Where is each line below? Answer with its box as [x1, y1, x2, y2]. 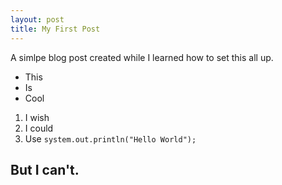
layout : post [10, 14, 65, 25]
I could [24, 122, 54, 134]
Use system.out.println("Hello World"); [24, 132, 197, 145]
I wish [24, 111, 50, 123]
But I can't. [10, 161, 80, 178]
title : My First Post [10, 24, 101, 34]
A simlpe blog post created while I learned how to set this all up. [10, 51, 274, 63]
